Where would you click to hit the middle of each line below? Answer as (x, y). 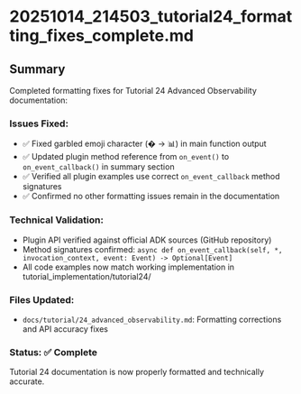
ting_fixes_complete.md (101, 36)
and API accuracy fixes (65, 329)
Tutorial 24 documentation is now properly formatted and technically (137, 372)
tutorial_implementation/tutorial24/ (87, 276)
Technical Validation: (56, 220)
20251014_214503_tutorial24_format (151, 17)
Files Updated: (42, 299)
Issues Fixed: (39, 124)
